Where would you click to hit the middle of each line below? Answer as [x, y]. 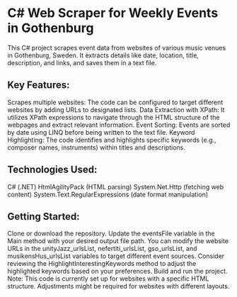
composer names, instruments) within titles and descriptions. [96, 147]
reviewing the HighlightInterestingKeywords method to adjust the [102, 264]
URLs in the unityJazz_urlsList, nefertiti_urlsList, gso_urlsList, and [102, 249]
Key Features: [39, 85]
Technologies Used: [52, 170]
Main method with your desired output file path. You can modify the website [118, 241]
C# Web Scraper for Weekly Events [113, 13]
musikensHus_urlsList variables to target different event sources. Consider [116, 256]
